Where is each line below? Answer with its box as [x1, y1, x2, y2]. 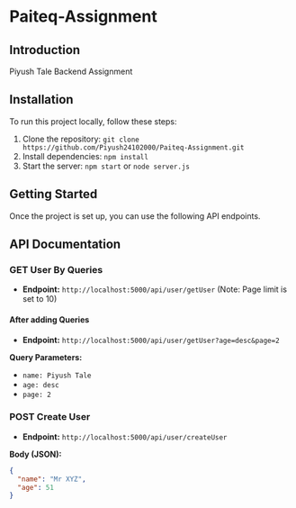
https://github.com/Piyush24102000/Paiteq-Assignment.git [22, 142, 245, 152]
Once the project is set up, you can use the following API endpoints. [9, 210, 261, 222]
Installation [9, 92, 74, 107]
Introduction [9, 42, 81, 58]
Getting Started [9, 186, 98, 202]
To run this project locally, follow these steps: [9, 115, 177, 127]
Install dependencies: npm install [22, 150, 148, 161]
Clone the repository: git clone [22, 133, 139, 144]
